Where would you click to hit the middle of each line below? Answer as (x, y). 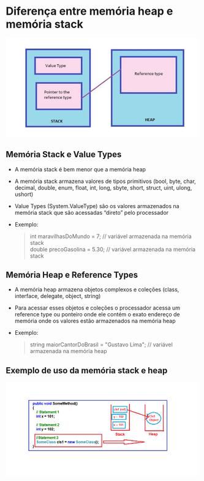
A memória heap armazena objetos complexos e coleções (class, (97, 289)
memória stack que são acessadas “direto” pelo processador (92, 212)
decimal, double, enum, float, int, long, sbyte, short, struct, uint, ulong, (103, 187)
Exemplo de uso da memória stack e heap (87, 371)
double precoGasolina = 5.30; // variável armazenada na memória (113, 249)
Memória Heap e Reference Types (72, 274)
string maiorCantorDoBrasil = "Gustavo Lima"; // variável (101, 345)
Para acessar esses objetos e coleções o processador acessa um (97, 308)
